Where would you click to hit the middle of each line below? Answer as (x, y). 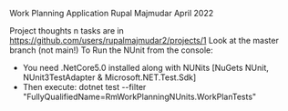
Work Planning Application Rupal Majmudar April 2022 (112, 13)
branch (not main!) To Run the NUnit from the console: (112, 50)
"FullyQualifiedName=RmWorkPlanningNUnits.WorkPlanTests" (139, 96)
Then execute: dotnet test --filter (84, 87)
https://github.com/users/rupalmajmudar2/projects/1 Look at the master (144, 40)
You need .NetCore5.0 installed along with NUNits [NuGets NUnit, (145, 68)
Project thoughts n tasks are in (67, 30)
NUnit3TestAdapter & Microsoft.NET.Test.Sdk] (109, 77)
